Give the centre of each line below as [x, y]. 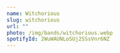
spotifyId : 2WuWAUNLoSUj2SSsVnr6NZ [58, 39]
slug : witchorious [33, 20]
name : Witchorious [33, 13]
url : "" [18, 26]
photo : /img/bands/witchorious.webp [60, 33]
